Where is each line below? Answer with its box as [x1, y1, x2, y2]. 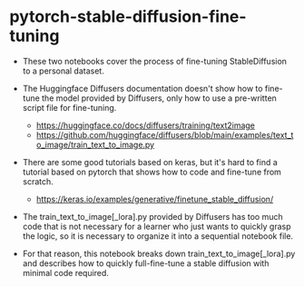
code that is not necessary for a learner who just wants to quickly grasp [22, 221, 292, 232]
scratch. [22, 175, 54, 187]
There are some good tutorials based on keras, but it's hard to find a [22, 156, 279, 167]
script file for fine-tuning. [22, 102, 117, 113]
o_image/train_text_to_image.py [35, 139, 155, 150]
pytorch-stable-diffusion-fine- [9, 6, 247, 27]
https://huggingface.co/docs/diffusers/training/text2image [35, 120, 256, 131]
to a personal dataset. [22, 65, 104, 76]
